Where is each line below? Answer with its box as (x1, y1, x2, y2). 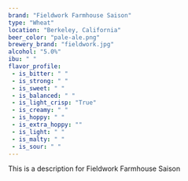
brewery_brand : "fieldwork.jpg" (8, 41, 114, 49)
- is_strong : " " (11, 77, 68, 85)
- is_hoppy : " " (11, 114, 65, 121)
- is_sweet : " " (11, 84, 65, 92)
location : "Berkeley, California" (8, 26, 122, 34)
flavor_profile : (8, 63, 61, 71)
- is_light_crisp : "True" (11, 99, 97, 107)
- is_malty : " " (11, 135, 65, 143)
